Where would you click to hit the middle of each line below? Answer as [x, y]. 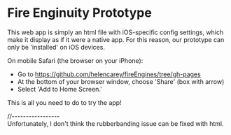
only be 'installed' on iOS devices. [56, 47]
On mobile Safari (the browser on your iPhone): [75, 60]
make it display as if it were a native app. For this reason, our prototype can [116, 39]
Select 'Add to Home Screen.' [60, 89]
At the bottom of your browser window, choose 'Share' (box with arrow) [121, 81]
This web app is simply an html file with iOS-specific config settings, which [115, 32]
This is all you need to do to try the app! [64, 102]
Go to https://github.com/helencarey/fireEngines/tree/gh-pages [109, 74]
